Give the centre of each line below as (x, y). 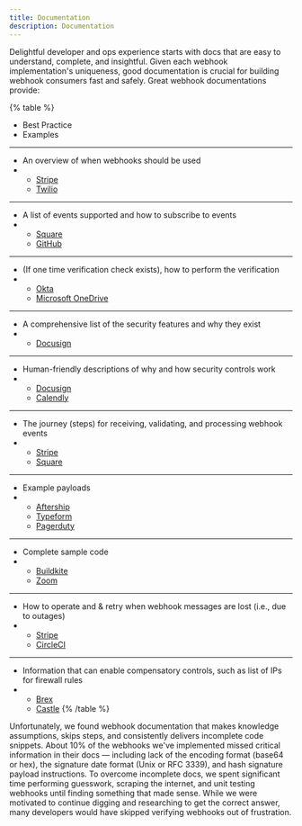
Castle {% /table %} (73, 708)
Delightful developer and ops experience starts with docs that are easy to (145, 51)
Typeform (54, 516)
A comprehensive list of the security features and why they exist (142, 324)
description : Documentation (62, 26)
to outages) (44, 615)
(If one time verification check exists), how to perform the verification (151, 269)
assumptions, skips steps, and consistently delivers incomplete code (137, 735)
